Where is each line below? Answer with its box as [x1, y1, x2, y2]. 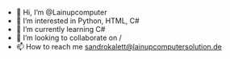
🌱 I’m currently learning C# [15, 25, 106, 33]
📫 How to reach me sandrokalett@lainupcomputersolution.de [15, 42, 222, 51]
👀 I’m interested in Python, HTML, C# [15, 16, 140, 26]
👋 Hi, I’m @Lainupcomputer [15, 8, 107, 17]
